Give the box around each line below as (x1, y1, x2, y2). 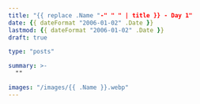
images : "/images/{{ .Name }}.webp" (8, 84, 129, 91)
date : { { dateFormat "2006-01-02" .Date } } (8, 19, 154, 27)
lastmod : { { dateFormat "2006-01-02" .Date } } (8, 26, 164, 34)
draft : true (8, 33, 47, 42)
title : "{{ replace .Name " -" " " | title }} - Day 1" (8, 11, 193, 20)
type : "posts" (8, 48, 55, 56)
